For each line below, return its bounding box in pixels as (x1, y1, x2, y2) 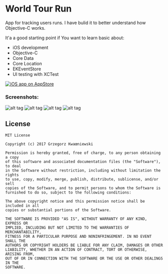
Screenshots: (5, 94, 39, 101)
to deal (5, 164, 22, 169)
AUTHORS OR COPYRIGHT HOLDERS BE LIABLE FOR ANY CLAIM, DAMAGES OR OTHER (5, 243, 163, 248)
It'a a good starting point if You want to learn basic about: (5, 35, 125, 41)
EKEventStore (12, 66, 41, 72)
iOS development (12, 44, 49, 50)
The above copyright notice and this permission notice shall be (5, 199, 145, 204)
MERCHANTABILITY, (5, 230, 42, 235)
